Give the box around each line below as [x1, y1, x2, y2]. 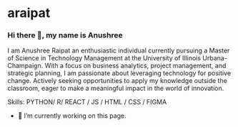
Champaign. [7, 62, 44, 70]
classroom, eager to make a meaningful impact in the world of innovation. [7, 84, 224, 93]
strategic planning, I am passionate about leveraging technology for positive [7, 69, 231, 77]
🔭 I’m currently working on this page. [17, 111, 127, 120]
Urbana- [202, 54, 227, 62]
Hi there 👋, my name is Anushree [7, 31, 123, 40]
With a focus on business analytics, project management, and [44, 62, 227, 70]
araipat [7, 5, 51, 21]
